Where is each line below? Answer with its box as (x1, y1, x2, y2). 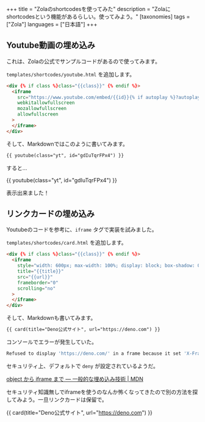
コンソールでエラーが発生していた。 (6, 338, 98, 346)
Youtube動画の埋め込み (6, 40, 96, 51)
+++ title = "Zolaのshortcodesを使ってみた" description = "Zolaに (6, 6, 171, 12)
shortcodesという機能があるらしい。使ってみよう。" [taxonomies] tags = (6, 13, 190, 20)
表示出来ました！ (6, 189, 49, 196)
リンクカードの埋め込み (6, 209, 95, 219)
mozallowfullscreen (17, 106, 67, 112)
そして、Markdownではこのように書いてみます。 (6, 140, 128, 147)
